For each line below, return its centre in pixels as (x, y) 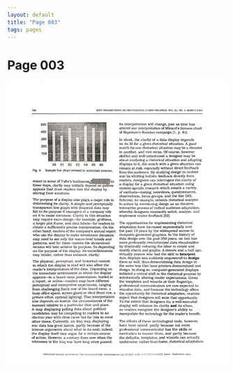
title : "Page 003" (34, 22)
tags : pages (24, 29)
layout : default (31, 15)
